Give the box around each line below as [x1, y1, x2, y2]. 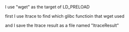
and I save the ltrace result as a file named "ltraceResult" [5, 22, 119, 28]
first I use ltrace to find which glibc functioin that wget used [5, 13, 125, 19]
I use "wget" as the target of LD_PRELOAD [5, 4, 90, 10]
